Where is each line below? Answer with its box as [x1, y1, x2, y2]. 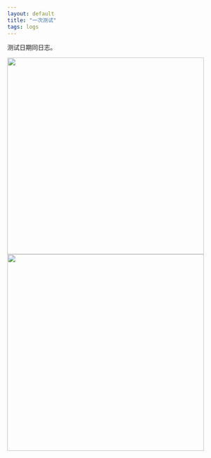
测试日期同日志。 [7, 43, 57, 52]
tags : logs [7, 23, 39, 30]
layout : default [7, 10, 54, 17]
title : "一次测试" [7, 17, 57, 24]
